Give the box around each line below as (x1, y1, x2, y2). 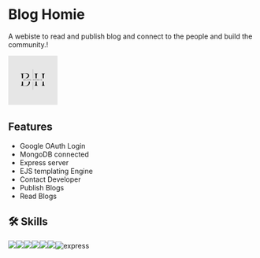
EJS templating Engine (19, 166, 93, 175)
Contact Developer (19, 175, 81, 184)
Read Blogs (19, 191, 58, 201)
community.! (8, 39, 49, 49)
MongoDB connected (19, 149, 89, 159)
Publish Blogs (19, 182, 65, 192)
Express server (19, 157, 69, 167)
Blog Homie (8, 6, 85, 24)
